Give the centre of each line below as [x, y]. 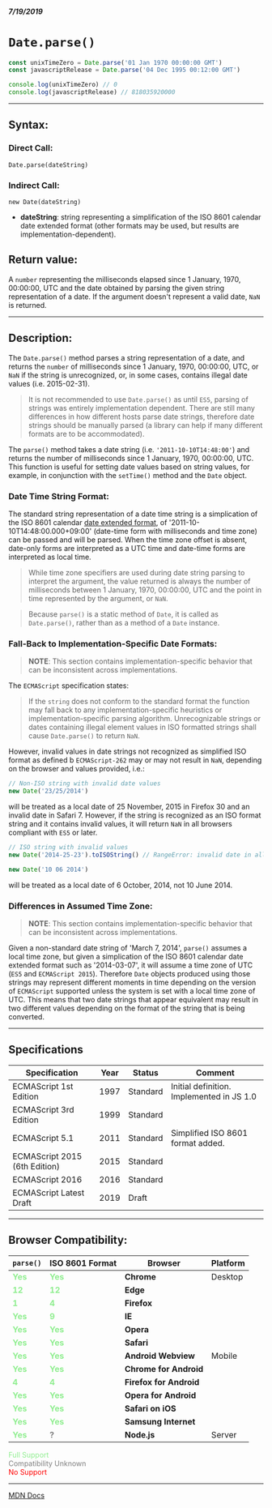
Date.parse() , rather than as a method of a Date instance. [124, 622]
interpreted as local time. [50, 557]
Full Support [29, 1455]
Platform [228, 1262]
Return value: [43, 260]
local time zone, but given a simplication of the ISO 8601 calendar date [126, 956]
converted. [26, 1016]
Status [146, 1072]
